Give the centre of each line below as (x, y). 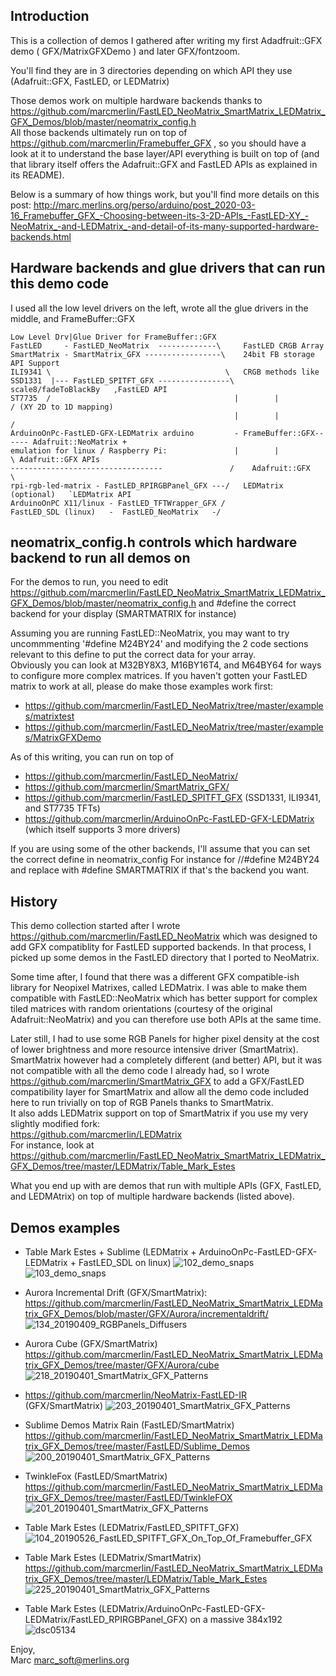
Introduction (50, 16)
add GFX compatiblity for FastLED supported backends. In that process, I (161, 947)
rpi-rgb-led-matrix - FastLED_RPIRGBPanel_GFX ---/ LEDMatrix (147, 485)
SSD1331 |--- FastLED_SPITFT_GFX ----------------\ (122, 380)
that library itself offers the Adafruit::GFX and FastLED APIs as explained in (164, 164)
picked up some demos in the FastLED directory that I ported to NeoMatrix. (165, 958)
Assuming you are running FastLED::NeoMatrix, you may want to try (150, 633)
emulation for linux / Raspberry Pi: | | (145, 450)
